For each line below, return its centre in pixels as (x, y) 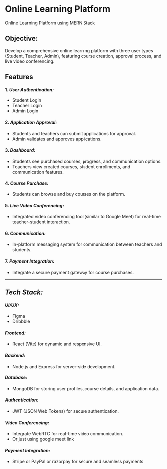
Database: (16, 378)
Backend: (15, 355)
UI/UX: (12, 305)
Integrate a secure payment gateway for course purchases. (73, 272)
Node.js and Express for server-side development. (64, 366)
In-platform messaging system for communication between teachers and (87, 244)
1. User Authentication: (29, 89)
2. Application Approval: (31, 122)
